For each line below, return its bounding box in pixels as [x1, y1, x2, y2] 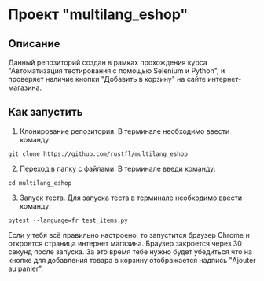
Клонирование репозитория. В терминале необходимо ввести [19, 126, 230, 135]
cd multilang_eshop [8, 179, 72, 187]
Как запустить [8, 105, 83, 119]
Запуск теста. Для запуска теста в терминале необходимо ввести [19, 193, 243, 202]
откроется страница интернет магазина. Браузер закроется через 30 [8, 238, 242, 248]
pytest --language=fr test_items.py [8, 216, 128, 224]
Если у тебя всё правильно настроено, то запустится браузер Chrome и [8, 230, 250, 239]
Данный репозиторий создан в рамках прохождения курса [8, 57, 208, 67]
